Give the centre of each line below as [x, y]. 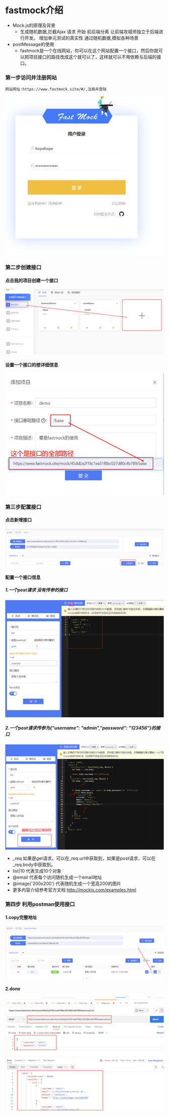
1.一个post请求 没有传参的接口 [36, 590]
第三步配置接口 [23, 507]
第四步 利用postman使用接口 [40, 904]
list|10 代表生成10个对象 [37, 871]
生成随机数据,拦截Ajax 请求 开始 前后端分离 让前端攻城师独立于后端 [89, 31]
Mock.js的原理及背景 [34, 25]
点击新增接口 [18, 520]
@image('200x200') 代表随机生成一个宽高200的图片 [67, 884]
